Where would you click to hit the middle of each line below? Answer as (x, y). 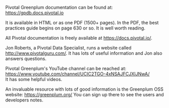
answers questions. (26, 59)
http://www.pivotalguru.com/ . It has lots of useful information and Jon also (84, 53)
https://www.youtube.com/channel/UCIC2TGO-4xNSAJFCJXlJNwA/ (78, 74)
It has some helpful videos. (34, 79)
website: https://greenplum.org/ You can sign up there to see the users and (84, 94)
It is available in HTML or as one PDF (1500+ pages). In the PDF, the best (82, 23)
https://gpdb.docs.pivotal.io (35, 13)
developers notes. (24, 100)
